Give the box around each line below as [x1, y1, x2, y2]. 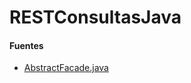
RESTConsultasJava [9, 6, 182, 29]
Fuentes [9, 39, 44, 51]
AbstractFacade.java [23, 62, 109, 74]
